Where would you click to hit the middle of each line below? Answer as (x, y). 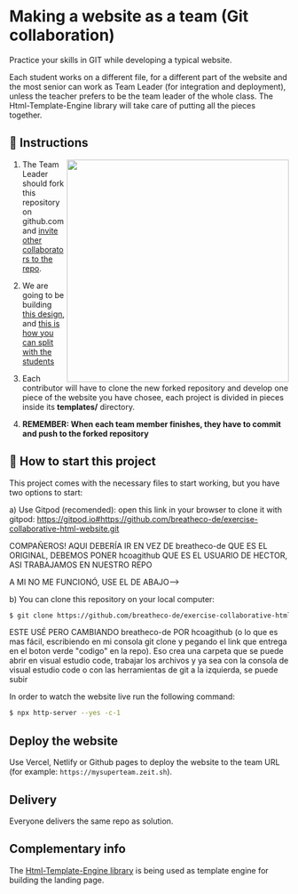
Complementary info (67, 849)
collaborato (43, 249)
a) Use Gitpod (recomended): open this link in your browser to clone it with (145, 510)
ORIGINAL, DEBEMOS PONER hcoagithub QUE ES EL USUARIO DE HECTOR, (149, 555)
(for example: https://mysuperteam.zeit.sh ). (91, 772)
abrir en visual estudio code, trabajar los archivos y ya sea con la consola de (149, 661)
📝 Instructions (49, 143)
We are (35, 286)
